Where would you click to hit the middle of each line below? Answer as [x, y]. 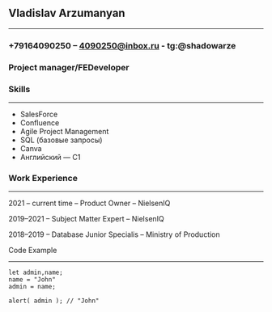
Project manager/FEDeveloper [69, 67]
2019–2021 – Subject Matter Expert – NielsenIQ [86, 219]
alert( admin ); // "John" [54, 301]
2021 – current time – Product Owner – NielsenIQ [89, 203]
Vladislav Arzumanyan [67, 13]
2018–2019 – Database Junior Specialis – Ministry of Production [114, 234]
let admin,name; [36, 273]
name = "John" [32, 280]
